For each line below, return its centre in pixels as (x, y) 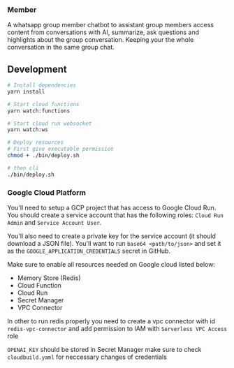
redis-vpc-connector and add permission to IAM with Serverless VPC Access (117, 329)
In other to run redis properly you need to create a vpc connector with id (111, 321)
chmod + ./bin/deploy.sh (43, 156)
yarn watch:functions (39, 111)
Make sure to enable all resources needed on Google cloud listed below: (111, 265)
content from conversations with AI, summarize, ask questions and (103, 32)
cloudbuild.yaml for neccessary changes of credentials (87, 357)
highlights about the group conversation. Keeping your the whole (101, 40)
